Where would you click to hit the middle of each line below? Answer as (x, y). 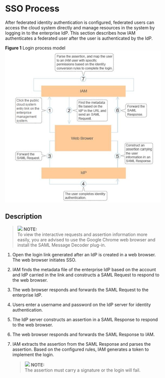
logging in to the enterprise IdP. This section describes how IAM (70, 33)
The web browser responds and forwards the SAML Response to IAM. (83, 334)
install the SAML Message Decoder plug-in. (62, 245)
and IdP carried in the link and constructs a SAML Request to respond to (86, 275)
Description (23, 217)
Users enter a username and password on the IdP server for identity (82, 304)
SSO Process (32, 9)
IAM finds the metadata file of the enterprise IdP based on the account (84, 269)
